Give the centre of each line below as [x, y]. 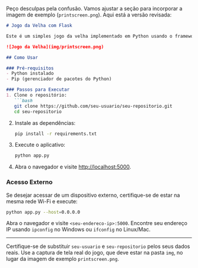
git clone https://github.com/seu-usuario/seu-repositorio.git [93, 106]
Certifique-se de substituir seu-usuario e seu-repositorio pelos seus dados [98, 246]
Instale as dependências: [45, 123]
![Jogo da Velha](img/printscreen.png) [55, 47]
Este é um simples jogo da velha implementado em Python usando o [89, 36]
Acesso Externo [29, 182]
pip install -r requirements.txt [56, 134]
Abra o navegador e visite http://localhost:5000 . [73, 167]
